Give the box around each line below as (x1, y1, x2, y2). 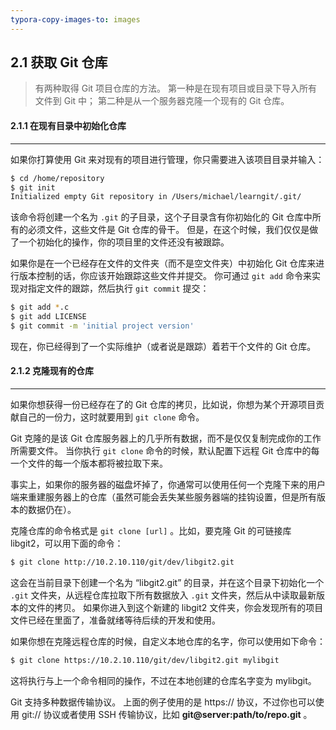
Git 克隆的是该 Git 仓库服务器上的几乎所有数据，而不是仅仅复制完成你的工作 (10, 432, 322, 445)
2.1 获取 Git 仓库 (10, 54, 108, 71)
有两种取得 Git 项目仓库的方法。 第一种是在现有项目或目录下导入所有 (34, 82, 318, 95)
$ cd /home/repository (10, 173, 105, 183)
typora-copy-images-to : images (10, 14, 141, 25)
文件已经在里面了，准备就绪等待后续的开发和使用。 (10, 614, 221, 626)
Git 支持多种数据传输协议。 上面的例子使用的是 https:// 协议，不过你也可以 (10, 696, 316, 708)
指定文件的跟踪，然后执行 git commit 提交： (27, 282, 210, 295)
